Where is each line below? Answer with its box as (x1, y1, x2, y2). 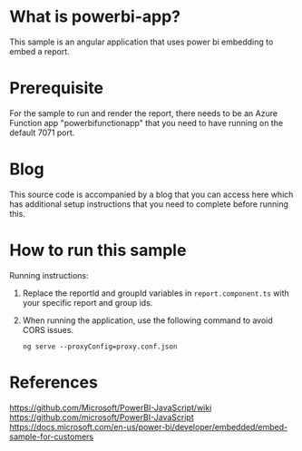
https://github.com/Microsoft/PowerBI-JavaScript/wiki (9, 402, 212, 413)
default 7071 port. (9, 127, 75, 138)
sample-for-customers (9, 431, 93, 442)
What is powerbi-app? (9, 6, 181, 27)
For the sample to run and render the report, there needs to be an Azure (9, 107, 278, 119)
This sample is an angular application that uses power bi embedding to (9, 36, 274, 47)
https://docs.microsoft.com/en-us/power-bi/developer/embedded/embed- (9, 421, 288, 432)
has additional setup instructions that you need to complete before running (9, 198, 288, 210)
